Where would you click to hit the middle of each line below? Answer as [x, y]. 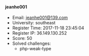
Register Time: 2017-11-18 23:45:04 [48, 28]
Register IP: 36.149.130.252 [40, 33]
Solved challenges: [31, 43]
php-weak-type [35, 49]
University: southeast [34, 23]
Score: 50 [22, 38]
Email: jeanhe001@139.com [40, 18]
